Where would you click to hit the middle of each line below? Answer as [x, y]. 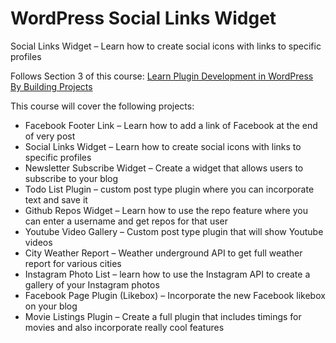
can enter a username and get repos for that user [126, 221]
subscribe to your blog [71, 178]
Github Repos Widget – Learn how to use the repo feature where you [166, 210]
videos [38, 242]
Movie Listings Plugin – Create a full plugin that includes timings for [163, 316]
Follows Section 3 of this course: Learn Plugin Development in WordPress [162, 76]
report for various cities [73, 263]
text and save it [56, 199]
